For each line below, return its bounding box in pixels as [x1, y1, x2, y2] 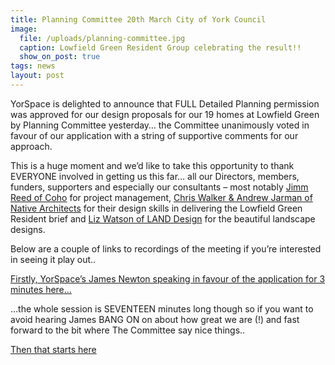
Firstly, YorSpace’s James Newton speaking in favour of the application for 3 [10, 272, 326, 285]
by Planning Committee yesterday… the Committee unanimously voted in [10, 119, 310, 131]
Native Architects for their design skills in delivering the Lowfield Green [10, 202, 303, 214]
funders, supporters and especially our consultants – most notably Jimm [10, 181, 309, 193]
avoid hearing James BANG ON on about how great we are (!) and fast [10, 313, 300, 325]
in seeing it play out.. [10, 253, 97, 265]
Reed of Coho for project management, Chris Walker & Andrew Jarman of [10, 191, 313, 203]
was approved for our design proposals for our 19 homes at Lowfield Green [10, 108, 320, 120]
